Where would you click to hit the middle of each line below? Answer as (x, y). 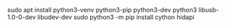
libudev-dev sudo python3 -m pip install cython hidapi (116, 17)
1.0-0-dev (22, 17)
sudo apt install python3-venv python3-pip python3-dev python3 (102, 10)
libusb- (209, 10)
